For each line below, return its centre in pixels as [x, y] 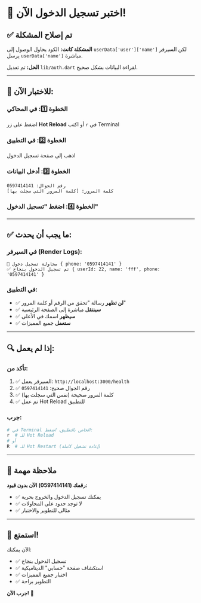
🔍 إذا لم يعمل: [31, 348]
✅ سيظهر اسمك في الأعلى [45, 316]
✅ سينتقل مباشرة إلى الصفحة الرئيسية [58, 309]
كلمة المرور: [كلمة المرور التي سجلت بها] [60, 191]
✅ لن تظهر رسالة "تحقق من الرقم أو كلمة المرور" [71, 303]
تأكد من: [18, 368]
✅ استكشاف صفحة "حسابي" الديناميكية [59, 568]
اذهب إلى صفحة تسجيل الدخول [41, 155]
